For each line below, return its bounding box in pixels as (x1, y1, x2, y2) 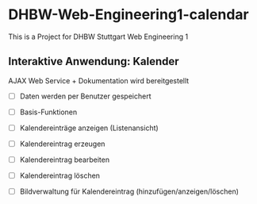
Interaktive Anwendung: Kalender (8, 55, 180, 68)
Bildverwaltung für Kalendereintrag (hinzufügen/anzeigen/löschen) (19, 187, 240, 196)
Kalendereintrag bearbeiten (19, 155, 109, 164)
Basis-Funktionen (19, 107, 78, 117)
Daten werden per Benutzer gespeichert (19, 91, 152, 101)
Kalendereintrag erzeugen (19, 139, 105, 148)
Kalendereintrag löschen (19, 171, 101, 180)
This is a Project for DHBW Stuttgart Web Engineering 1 (8, 32, 189, 41)
